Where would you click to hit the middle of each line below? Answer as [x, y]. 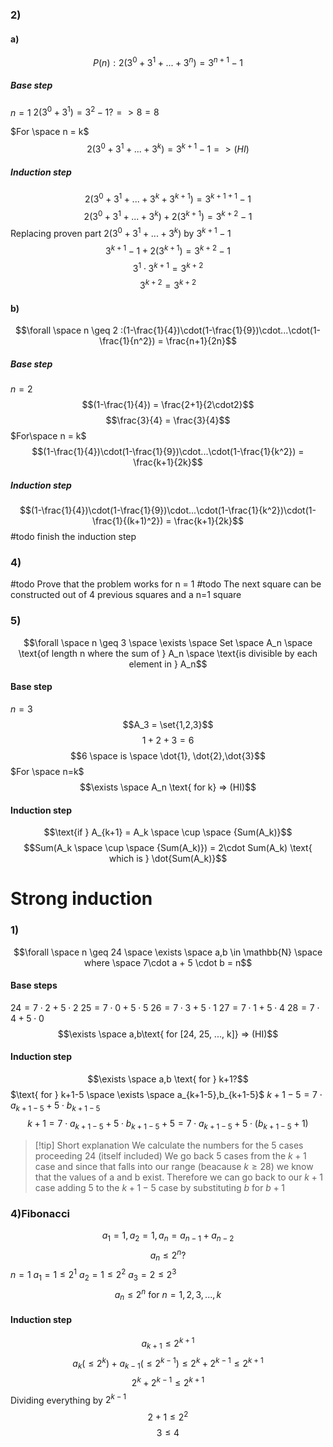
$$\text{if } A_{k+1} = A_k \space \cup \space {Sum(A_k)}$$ [168, 832]
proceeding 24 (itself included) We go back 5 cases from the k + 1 [170, 1155]
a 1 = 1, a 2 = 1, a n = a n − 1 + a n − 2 [168, 1236]
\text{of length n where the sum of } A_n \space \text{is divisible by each [168, 653]
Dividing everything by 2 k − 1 [68, 1399]
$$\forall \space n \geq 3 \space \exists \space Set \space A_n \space [168, 642]
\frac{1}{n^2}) [127, 341]
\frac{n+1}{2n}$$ [201, 341]
